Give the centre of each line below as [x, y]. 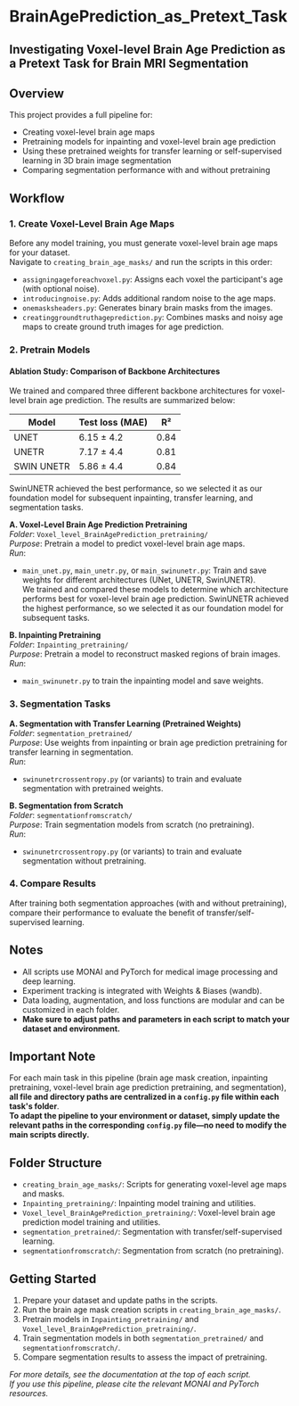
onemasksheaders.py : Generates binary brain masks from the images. [147, 308]
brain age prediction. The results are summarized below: [132, 401]
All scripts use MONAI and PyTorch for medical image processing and [150, 972]
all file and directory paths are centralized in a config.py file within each [144, 1097]
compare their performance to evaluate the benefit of [107, 913]
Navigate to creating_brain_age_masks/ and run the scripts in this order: [141, 262]
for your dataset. [40, 252]
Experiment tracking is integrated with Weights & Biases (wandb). [142, 990]
